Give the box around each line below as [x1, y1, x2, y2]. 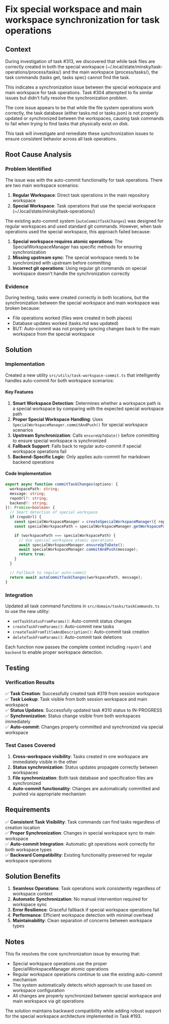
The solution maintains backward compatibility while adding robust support [5, 1008, 161, 1014]
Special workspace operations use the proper [12, 961, 107, 967]
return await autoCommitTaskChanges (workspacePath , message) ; [10, 575, 143, 580]
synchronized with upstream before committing [12, 259, 111, 265]
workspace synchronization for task [5, 14, 160, 26]
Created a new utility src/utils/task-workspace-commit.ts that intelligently [5, 372, 160, 378]
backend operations [12, 459, 54, 465]
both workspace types [5, 846, 52, 852]
